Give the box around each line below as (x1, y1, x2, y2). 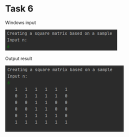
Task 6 (5, 3, 33, 14)
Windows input (5, 19, 36, 25)
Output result (5, 55, 32, 61)
